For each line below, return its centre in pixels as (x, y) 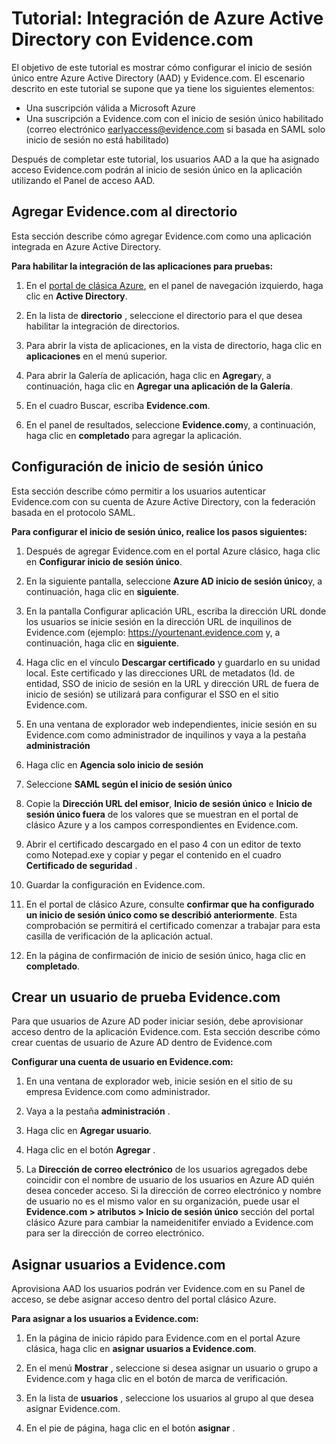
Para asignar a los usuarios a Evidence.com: (105, 1319)
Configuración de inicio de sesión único (137, 467)
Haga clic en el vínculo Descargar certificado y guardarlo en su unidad (173, 662)
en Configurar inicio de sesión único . (104, 561)
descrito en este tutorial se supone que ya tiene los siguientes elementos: (163, 88)
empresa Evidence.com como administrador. (118, 1092)
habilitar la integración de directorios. (102, 326)
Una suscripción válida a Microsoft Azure (110, 108)
